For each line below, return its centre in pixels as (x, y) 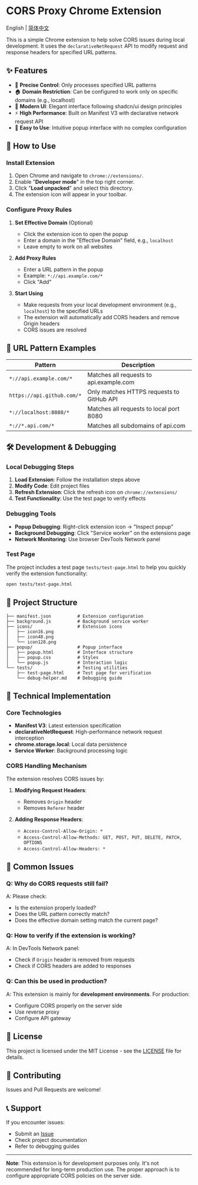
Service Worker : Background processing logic (71, 751)
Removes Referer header (54, 807)
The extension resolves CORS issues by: (55, 779)
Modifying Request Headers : (51, 790)
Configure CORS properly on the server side (68, 1005)
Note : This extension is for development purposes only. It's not (82, 1163)
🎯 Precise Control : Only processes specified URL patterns (85, 85)
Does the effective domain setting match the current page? (86, 921)
